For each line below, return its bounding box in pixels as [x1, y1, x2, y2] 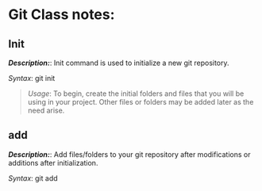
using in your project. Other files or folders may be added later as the [27, 97, 254, 106]
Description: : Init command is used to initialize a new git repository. [8, 58, 229, 67]
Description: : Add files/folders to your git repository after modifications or [8, 149, 251, 159]
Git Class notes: [8, 6, 115, 24]
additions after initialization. [8, 158, 98, 167]
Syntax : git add [8, 173, 58, 183]
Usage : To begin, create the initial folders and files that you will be [27, 89, 245, 98]
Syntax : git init [8, 74, 56, 82]
